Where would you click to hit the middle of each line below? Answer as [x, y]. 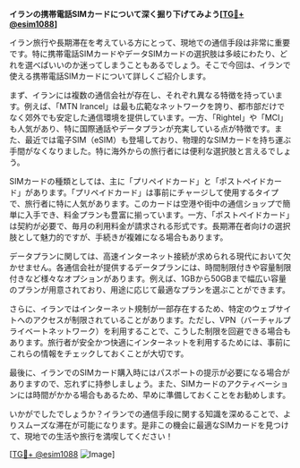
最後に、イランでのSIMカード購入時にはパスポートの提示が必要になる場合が [150, 372]
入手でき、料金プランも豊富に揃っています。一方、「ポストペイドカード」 [157, 215]
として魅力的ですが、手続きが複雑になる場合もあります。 [122, 237]
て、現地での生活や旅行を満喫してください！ [91, 436]
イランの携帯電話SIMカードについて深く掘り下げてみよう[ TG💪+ [127, 14]
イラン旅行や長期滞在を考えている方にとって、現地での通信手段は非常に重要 [150, 43]
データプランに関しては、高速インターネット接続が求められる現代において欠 [150, 256]
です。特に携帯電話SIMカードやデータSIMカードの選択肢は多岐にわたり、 [145, 54]
